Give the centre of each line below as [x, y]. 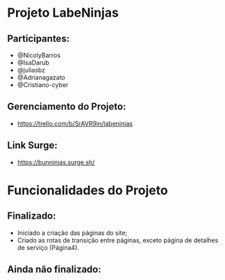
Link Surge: [32, 145]
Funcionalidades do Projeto [87, 190]
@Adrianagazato [41, 77]
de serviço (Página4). [48, 247]
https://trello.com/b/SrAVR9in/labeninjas [75, 123]
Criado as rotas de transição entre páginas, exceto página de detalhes [118, 240]
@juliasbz [31, 70]
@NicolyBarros [39, 55]
